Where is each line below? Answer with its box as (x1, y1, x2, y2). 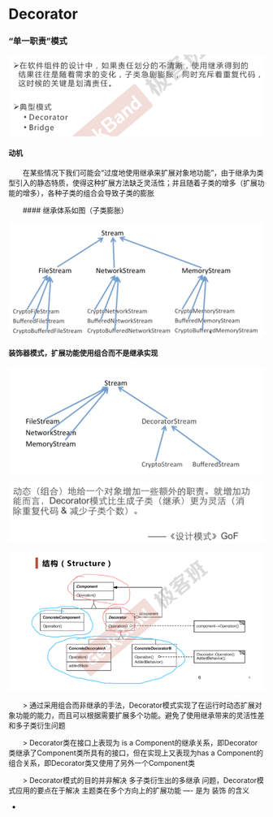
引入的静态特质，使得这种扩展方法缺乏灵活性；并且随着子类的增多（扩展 (15, 178, 258, 188)
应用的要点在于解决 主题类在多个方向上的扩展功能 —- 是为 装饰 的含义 (15, 785, 250, 795)
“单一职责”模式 (8, 36, 67, 47)
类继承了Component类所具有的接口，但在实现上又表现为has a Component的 (8, 748, 264, 758)
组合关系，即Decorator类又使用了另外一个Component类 (8, 758, 196, 767)
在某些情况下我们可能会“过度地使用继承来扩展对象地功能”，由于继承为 (23, 167, 258, 177)
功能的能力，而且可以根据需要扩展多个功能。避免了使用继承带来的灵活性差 (15, 710, 265, 720)
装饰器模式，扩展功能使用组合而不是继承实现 (8, 348, 158, 357)
